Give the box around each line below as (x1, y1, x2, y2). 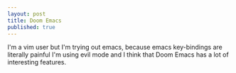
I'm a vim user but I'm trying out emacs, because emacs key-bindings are (7, 43, 222, 52)
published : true (7, 23, 55, 30)
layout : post (7, 10, 46, 18)
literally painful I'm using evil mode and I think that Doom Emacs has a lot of (7, 50, 229, 59)
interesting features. (7, 58, 67, 67)
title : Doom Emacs (7, 17, 62, 24)
